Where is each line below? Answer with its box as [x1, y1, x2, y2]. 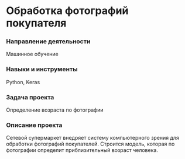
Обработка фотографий [6, 4, 129, 18]
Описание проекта [6, 121, 63, 129]
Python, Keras [6, 78, 40, 85]
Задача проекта [6, 93, 54, 101]
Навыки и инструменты [6, 65, 78, 74]
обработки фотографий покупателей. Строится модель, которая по [6, 140, 175, 147]
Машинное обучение [6, 51, 59, 58]
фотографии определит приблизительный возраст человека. [6, 147, 158, 154]
